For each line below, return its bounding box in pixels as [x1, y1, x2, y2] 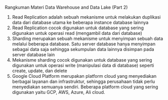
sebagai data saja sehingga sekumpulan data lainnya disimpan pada [12, 46, 154, 52]
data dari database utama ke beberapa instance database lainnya [12, 20, 149, 25]
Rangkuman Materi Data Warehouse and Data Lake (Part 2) [5, 5, 128, 10]
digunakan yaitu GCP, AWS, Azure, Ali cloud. [12, 89, 105, 95]
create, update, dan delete [12, 68, 67, 74]
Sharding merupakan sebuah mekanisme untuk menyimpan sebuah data [12, 35, 163, 41]
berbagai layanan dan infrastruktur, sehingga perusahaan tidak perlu [12, 78, 155, 84]
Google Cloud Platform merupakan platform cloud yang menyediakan [12, 73, 157, 79]
